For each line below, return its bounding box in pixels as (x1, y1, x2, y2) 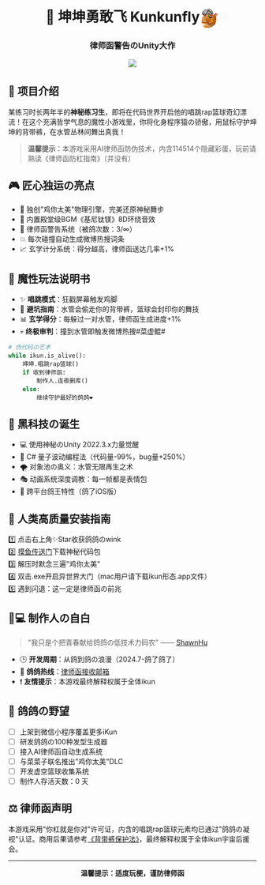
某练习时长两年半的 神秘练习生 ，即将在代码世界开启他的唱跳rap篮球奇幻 (8, 107, 241, 116)
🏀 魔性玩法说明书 (8, 272, 91, 285)
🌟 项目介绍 (8, 85, 59, 98)
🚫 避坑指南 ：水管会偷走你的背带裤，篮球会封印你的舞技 (19, 304, 200, 314)
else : (22, 385, 41, 393)
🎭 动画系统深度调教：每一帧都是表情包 (19, 474, 147, 484)
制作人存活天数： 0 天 (19, 776, 89, 785)
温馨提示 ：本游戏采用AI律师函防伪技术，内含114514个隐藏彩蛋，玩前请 (27, 144, 256, 153)
